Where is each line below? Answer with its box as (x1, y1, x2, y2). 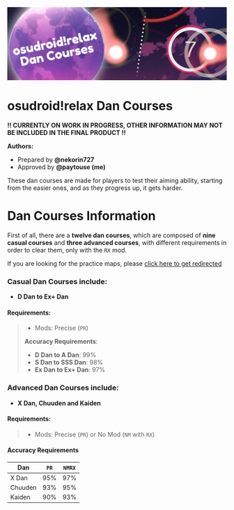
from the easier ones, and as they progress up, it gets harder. (7, 184, 183, 192)
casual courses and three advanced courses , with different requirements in (7, 238, 227, 246)
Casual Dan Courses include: (7, 276, 108, 286)
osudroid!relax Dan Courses (7, 98, 173, 114)
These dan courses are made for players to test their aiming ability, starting (7, 176, 223, 184)
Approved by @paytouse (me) (17, 163, 106, 171)
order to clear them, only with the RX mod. (7, 246, 127, 254)
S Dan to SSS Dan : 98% (34, 358, 104, 367)
